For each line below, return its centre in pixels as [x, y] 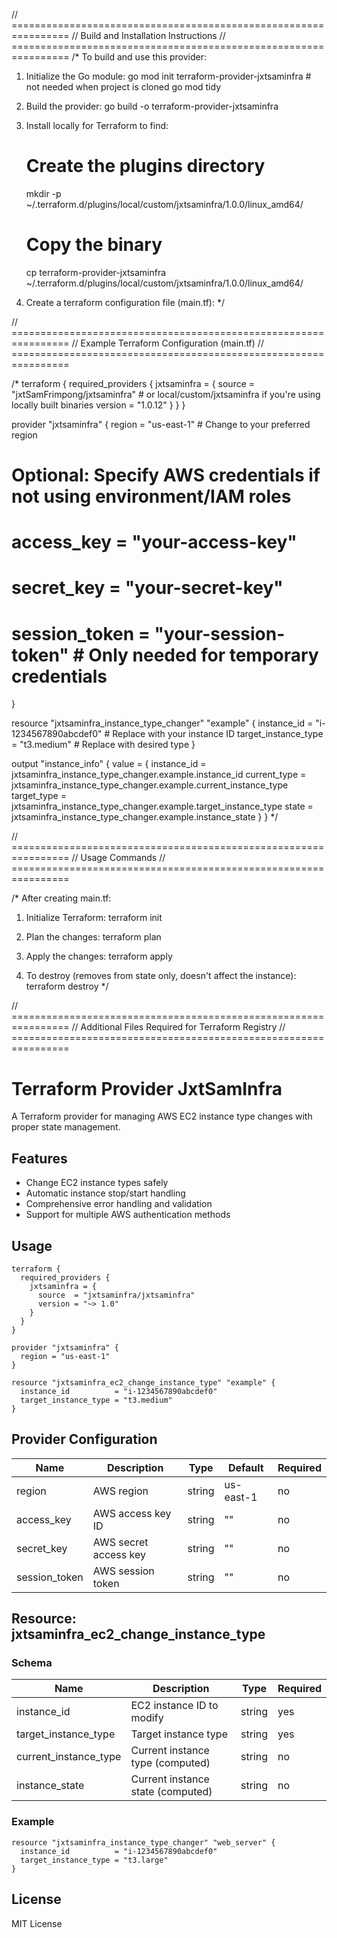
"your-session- [220, 633]
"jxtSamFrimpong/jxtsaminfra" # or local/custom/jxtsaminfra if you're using [166, 394]
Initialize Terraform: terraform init [94, 918]
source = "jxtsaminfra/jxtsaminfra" [116, 1295]
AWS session [123, 1571]
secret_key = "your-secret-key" [147, 588]
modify [147, 1718]
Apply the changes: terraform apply [99, 956]
